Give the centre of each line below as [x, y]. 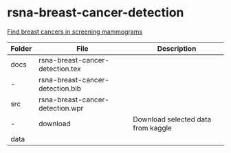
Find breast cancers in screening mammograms [75, 32]
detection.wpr [61, 108]
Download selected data [172, 119]
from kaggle [152, 128]
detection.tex [60, 69]
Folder [21, 48]
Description [177, 48]
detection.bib [60, 89]
